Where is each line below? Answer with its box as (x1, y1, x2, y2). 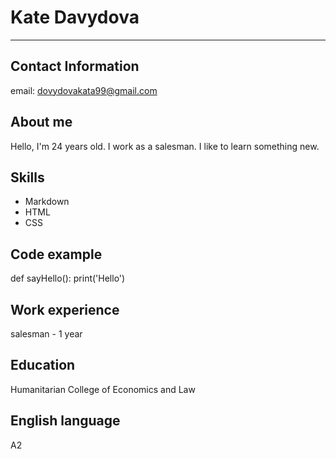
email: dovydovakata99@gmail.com (10, 84, 158, 96)
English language (10, 412, 121, 430)
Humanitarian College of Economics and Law (10, 383, 196, 395)
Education (10, 357, 76, 374)
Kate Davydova (10, 6, 140, 29)
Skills (10, 169, 45, 186)
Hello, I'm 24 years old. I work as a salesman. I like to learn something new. (10, 140, 320, 152)
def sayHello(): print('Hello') (10, 272, 126, 285)
